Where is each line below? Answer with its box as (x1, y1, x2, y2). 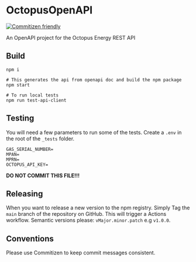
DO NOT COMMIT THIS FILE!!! (6, 172, 80, 179)
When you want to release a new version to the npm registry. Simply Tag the (6, 204, 190, 211)
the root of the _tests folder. (6, 135, 75, 142)
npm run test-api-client (6, 97, 67, 103)
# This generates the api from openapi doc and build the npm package (6, 77, 182, 82)
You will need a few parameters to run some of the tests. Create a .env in (6, 129, 182, 136)
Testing (6, 113, 35, 123)
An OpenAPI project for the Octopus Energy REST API (6, 34, 136, 41)
